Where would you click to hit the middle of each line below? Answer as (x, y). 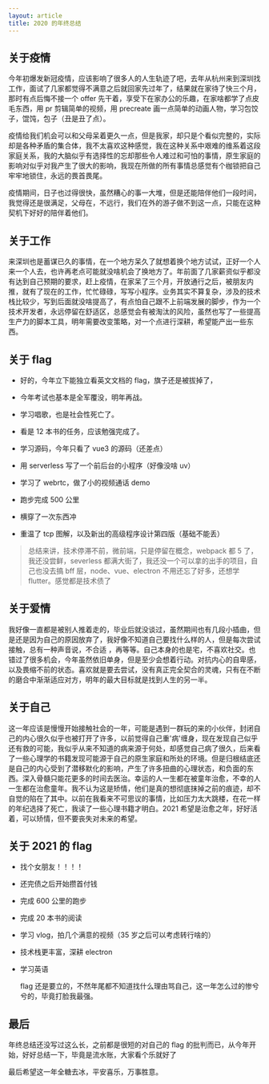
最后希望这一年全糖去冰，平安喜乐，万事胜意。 (85, 1072)
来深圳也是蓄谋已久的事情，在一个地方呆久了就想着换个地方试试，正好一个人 (134, 262)
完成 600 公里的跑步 (53, 901)
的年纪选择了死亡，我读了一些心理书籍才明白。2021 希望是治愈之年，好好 (129, 808)
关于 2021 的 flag (50, 846)
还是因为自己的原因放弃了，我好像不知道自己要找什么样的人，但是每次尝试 (138, 639)
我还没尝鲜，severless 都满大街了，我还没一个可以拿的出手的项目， (139, 560)
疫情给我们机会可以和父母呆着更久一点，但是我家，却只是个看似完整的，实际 (134, 136)
